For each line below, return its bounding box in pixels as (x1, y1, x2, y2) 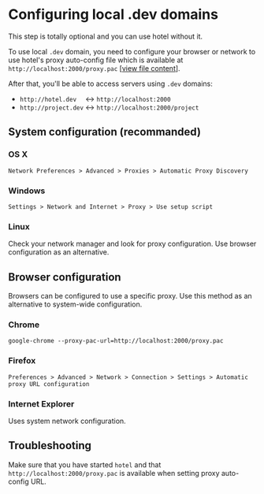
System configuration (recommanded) (8, 125, 201, 139)
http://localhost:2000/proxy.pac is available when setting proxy (8, 468, 220, 477)
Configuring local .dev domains (8, 6, 219, 24)
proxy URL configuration (8, 380, 90, 388)
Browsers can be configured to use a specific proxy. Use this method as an (8, 292, 252, 301)
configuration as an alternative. (8, 247, 110, 257)
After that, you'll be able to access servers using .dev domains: (8, 79, 213, 88)
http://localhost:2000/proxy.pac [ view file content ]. (8, 63, 180, 72)
